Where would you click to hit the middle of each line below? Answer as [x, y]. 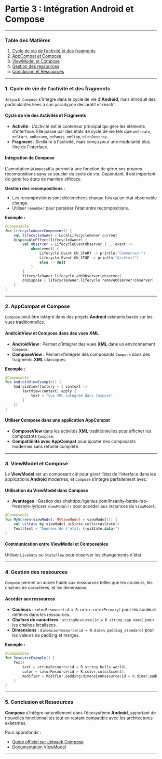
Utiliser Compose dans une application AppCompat [57, 420]
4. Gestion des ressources [36, 572]
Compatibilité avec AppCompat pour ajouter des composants [74, 441]
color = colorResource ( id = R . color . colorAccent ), [74, 672]
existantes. [16, 723]
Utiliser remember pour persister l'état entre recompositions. [70, 208]
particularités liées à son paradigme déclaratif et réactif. [61, 104]
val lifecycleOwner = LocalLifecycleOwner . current [66, 235]
